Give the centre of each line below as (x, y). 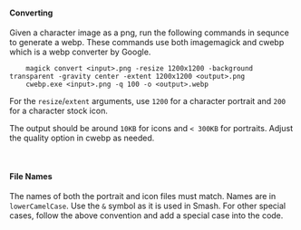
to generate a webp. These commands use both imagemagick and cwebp (147, 43)
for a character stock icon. (59, 111)
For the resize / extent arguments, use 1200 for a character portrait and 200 (148, 101)
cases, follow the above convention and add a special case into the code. (146, 216)
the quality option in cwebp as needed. (82, 138)
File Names (31, 176)
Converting (31, 13)
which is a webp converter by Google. (80, 52)
